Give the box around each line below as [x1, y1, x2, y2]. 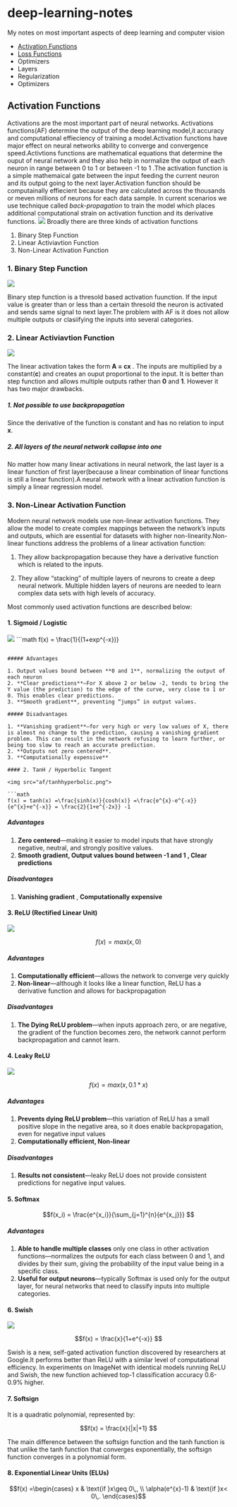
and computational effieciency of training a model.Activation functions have [7, 133, 228, 142]
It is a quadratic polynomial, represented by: [7, 1410, 135, 1419]
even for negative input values [17, 1130, 106, 1138]
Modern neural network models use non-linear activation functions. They [7, 516, 220, 525]
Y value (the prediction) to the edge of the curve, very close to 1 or [7, 686, 226, 693]
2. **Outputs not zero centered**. [7, 747, 112, 755]
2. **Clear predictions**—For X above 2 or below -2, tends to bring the [7, 679, 229, 686]
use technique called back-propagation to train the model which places [7, 201, 215, 210]
